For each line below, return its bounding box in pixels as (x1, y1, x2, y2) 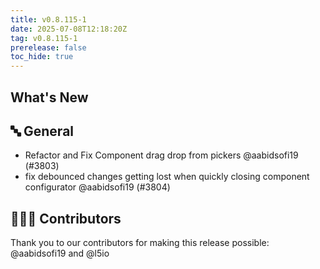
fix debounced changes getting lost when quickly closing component (24, 171, 310, 183)
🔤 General (10, 122, 75, 140)
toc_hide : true (10, 52, 74, 62)
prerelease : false (10, 42, 87, 53)
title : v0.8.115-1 (10, 14, 87, 25)
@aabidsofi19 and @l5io (10, 247, 110, 260)
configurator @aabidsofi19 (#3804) (24, 181, 171, 193)
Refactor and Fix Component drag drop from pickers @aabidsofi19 (24, 149, 299, 161)
